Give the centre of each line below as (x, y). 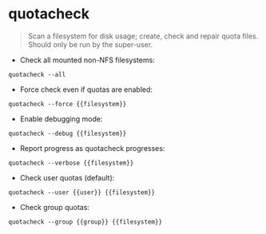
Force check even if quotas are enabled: (86, 89)
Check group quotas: (55, 207)
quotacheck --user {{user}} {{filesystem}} (82, 192)
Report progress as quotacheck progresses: (92, 148)
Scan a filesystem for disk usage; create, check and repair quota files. (143, 36)
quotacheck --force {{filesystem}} (67, 104)
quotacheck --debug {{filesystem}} (67, 133)
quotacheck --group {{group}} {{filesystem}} (85, 222)
